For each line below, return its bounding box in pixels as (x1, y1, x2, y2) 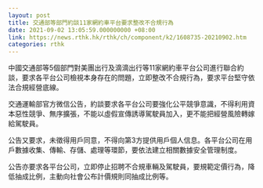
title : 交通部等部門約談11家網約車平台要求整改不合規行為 (8, 19, 174, 27)
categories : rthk (8, 41, 65, 49)
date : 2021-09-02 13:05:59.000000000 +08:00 (8, 26, 156, 34)
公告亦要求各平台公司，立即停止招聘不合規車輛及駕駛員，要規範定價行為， (8, 162, 248, 172)
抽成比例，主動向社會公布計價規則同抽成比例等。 (14, 172, 173, 181)
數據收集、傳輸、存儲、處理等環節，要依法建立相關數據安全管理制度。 (14, 146, 241, 155)
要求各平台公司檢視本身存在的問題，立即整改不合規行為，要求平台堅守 (21, 73, 248, 82)
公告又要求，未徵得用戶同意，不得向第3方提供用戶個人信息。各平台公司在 (8, 136, 246, 145)
